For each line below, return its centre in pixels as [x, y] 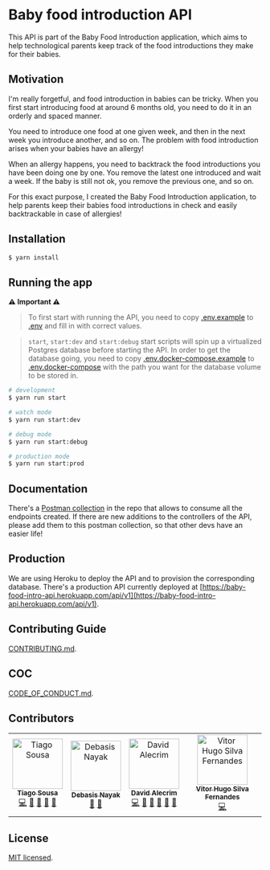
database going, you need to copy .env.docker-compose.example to [141, 358]
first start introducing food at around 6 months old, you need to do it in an [130, 107]
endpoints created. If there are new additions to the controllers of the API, [130, 517]
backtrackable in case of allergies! [65, 214]
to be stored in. [53, 376]
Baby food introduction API [100, 15]
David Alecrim [154, 793]
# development [32, 390]
